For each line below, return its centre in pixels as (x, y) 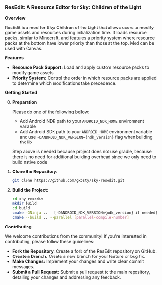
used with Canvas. (24, 49)
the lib (26, 142)
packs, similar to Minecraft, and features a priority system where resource (80, 38)
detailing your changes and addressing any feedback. (67, 277)
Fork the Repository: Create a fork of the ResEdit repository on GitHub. (84, 251)
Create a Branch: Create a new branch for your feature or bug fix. (79, 256)
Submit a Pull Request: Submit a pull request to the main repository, (81, 272)
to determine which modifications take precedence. (64, 83)
